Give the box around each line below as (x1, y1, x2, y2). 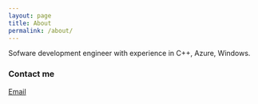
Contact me (8, 69, 55, 80)
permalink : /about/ (8, 26, 73, 34)
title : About (8, 19, 52, 27)
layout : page (8, 11, 52, 20)
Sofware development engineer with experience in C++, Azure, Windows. (8, 49, 251, 58)
